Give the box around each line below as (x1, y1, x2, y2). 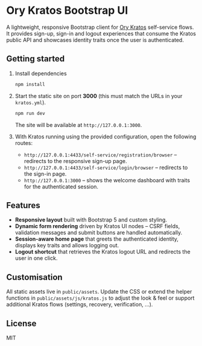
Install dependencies (14, 70, 68, 77)
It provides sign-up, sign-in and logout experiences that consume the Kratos (6, 29, 196, 37)
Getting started (6, 54, 65, 64)
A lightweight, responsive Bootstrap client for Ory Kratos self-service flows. (6, 23, 194, 31)
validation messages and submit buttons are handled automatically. (14, 229, 183, 236)
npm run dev (14, 110, 45, 116)
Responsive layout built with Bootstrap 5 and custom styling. (14, 216, 168, 223)
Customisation (6, 272, 63, 282)
